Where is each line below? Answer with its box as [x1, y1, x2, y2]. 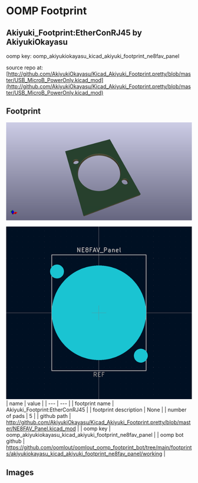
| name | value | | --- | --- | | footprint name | [6, 400, 114, 407]
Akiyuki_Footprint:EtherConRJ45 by [6, 28, 143, 38]
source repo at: [6, 64, 43, 71]
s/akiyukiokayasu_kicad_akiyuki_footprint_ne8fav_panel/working [6, 450, 163, 458]
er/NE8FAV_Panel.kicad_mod [6, 425, 77, 432]
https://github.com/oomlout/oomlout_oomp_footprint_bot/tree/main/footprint [6, 444, 192, 451]
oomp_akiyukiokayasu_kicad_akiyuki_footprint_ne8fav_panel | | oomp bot [6, 432, 184, 439]
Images [6, 467, 34, 477]
